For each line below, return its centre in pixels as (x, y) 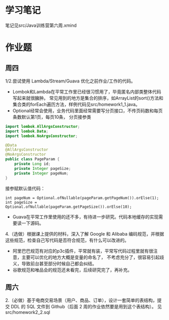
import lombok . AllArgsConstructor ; (43, 126)
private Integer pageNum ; (42, 173)
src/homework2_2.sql (28, 312)
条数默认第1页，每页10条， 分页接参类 (52, 117)
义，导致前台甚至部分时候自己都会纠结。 (54, 263)
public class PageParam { (32, 159)
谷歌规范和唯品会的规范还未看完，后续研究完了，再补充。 (72, 270)
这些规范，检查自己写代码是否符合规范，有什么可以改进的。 (67, 240)
